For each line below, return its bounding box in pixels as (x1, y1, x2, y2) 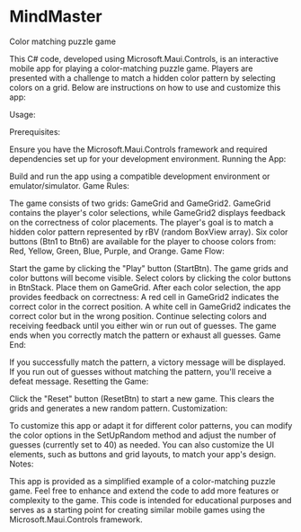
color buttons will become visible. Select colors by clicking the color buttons (9, 272, 292, 283)
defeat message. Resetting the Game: (9, 376, 149, 386)
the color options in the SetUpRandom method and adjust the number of (9, 430, 277, 440)
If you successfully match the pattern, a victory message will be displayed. (9, 357, 286, 368)
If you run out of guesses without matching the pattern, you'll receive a (9, 366, 272, 377)
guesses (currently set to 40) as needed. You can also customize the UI (9, 439, 275, 450)
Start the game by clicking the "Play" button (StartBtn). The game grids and (9, 262, 289, 273)
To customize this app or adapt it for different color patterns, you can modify (9, 420, 293, 430)
